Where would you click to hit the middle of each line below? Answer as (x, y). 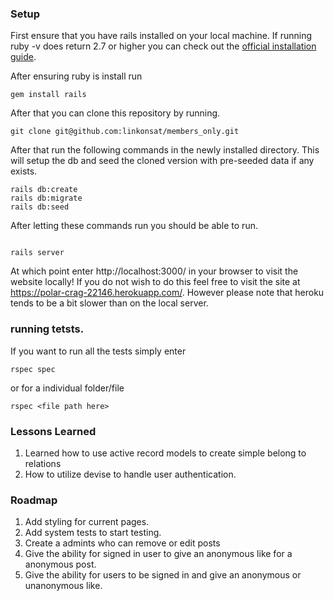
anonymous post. (60, 564)
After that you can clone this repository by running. (115, 113)
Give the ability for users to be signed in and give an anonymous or (163, 575)
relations (43, 463)
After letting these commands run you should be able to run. (134, 226)
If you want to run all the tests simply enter (98, 351)
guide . (23, 57)
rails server (37, 253)
